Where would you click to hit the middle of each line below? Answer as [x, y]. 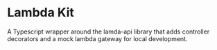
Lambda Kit [41, 13]
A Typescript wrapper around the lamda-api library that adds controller [108, 32]
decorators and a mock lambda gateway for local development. [97, 38]
